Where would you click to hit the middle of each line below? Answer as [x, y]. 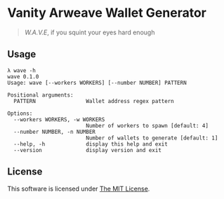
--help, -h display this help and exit [91, 144]
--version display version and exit [87, 150]
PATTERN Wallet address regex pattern [94, 101]
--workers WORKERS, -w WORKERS [59, 119]
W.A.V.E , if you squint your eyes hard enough [90, 32]
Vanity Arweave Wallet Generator [107, 13]
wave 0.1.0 [23, 76]
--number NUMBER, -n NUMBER [55, 132]
